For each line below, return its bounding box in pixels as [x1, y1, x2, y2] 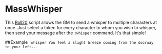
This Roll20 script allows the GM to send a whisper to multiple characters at [5, 19, 157, 25]
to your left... [5, 44, 38, 49]
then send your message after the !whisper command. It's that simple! [5, 30, 146, 36]
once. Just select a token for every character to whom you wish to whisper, [5, 24, 157, 30]
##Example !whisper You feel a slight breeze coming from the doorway [5, 39, 154, 45]
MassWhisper [5, 3, 63, 15]
